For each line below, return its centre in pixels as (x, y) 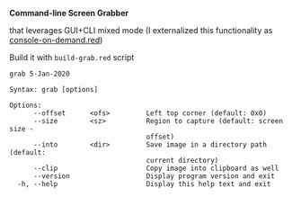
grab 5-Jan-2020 (40, 74)
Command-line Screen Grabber (69, 13)
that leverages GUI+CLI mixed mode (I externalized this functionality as (141, 30)
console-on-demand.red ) (56, 40)
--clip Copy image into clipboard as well (156, 168)
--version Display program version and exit (154, 176)
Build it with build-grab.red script (72, 57)
